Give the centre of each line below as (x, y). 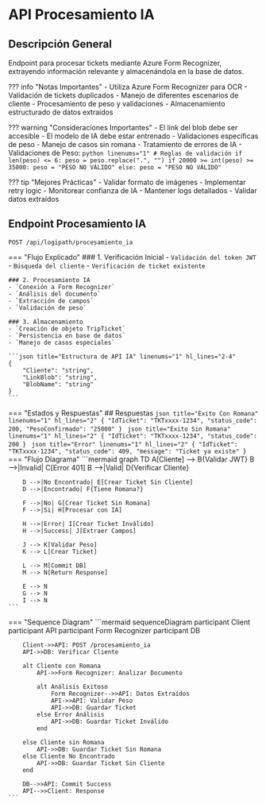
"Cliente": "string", (58, 370)
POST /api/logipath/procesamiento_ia (71, 242)
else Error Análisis (71, 714)
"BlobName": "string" (58, 384)
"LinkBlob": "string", (60, 377)
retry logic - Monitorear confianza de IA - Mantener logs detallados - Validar (133, 191)
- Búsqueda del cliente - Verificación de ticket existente (107, 265)
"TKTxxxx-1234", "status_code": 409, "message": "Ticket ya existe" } (127, 451)
